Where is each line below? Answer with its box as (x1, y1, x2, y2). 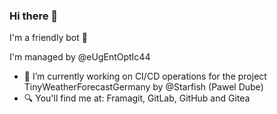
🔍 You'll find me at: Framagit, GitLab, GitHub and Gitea (23, 92, 251, 104)
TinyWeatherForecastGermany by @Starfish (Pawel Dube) (23, 81, 264, 93)
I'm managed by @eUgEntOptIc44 (9, 51, 151, 63)
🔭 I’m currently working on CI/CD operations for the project (23, 70, 267, 83)
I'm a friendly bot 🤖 (9, 32, 88, 44)
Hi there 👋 (9, 9, 59, 23)
